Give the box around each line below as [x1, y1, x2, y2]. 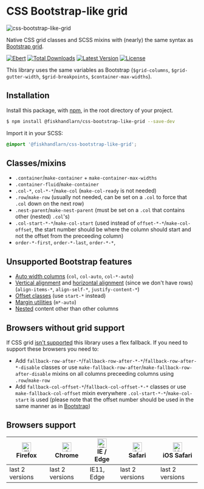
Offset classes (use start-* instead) [15, 292, 106, 300]
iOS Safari [163, 451, 192, 459]
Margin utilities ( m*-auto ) [15, 298, 77, 306]
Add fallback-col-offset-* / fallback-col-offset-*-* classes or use [15, 382, 186, 390]
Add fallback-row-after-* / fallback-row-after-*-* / [15, 357, 146, 364]
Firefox [16, 451, 38, 459]
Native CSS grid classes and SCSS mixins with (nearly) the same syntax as [6, 36, 194, 43]
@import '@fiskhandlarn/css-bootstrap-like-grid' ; [6, 141, 137, 147]
